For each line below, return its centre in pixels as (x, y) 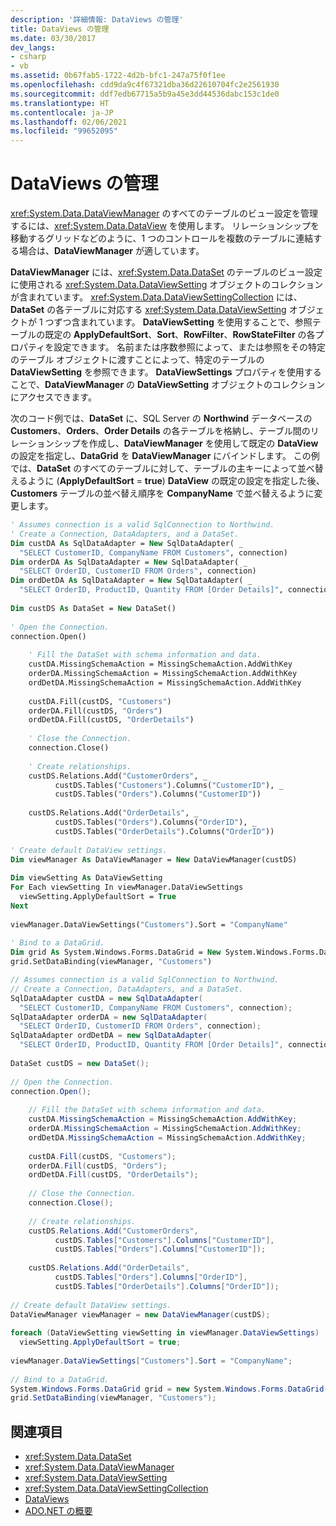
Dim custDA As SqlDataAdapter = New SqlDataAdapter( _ (127, 543)
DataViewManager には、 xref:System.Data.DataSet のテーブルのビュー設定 (166, 272)
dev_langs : (33, 47)
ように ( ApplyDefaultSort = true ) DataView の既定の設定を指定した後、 (176, 481)
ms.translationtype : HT (60, 103)
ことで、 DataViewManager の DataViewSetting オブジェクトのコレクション (168, 385)
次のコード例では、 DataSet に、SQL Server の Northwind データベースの (161, 418)
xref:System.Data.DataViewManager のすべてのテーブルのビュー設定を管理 (164, 213)
